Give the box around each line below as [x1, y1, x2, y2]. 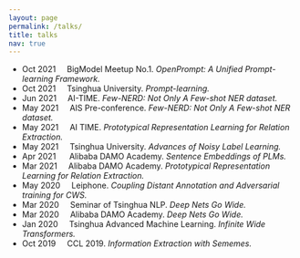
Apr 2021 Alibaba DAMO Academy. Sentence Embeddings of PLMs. [21, 151, 286, 162]
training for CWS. [21, 190, 88, 201]
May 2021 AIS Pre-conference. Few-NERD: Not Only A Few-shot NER [21, 102, 291, 114]
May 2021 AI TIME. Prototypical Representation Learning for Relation [21, 122, 290, 133]
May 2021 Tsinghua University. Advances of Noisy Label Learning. [21, 141, 282, 152]
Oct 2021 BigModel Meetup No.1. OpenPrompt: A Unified [21, 64, 243, 75]
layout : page [8, 13, 58, 23]
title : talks [8, 30, 58, 39]
